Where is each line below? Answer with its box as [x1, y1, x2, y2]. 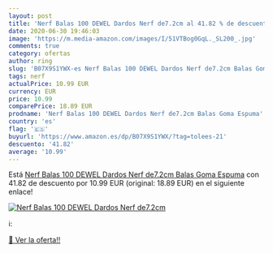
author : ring [8, 58, 53, 66]
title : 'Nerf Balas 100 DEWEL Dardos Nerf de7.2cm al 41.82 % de [8, 19, 234, 28]
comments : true [8, 42, 60, 50]
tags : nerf [8, 72, 45, 80]
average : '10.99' [8, 148, 67, 156]
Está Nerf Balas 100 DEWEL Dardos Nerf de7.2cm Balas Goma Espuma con [8, 169, 260, 179]
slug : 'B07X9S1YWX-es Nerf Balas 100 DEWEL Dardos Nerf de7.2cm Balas [8, 65, 253, 73]
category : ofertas [8, 49, 71, 58]
